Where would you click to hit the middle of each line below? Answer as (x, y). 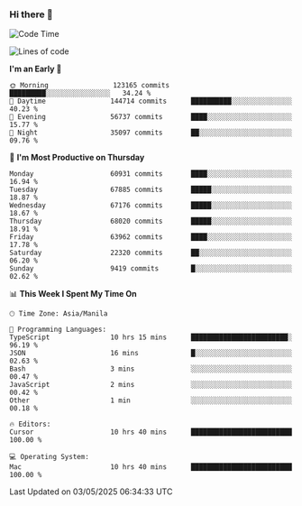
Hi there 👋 (32, 14)
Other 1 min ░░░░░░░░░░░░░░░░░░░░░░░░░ (151, 400)
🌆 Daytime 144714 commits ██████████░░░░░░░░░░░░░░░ (151, 101)
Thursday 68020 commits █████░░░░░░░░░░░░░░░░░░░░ (151, 221)
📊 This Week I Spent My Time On (73, 294)
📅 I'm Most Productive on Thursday (77, 158)
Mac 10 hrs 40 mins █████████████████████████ (151, 467)
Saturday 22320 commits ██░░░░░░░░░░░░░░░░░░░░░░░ (151, 253)
